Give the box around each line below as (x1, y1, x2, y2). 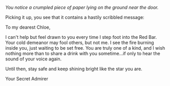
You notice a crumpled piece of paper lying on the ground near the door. (5, 5, 159, 10)
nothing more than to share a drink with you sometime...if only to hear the (5, 51, 160, 56)
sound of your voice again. (5, 56, 62, 62)
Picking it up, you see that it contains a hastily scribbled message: (5, 14, 144, 20)
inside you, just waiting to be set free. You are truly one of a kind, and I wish (5, 45, 165, 51)
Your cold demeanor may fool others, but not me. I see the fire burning (5, 39, 155, 46)
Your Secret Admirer (5, 76, 49, 81)
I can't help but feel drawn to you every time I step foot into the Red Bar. (5, 34, 157, 40)
